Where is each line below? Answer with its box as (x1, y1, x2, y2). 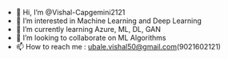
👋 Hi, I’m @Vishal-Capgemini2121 (15, 8, 126, 17)
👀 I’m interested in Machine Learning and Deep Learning (15, 16, 202, 26)
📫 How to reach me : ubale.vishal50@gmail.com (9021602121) (15, 42, 222, 51)
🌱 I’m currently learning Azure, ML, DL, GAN (15, 25, 162, 33)
